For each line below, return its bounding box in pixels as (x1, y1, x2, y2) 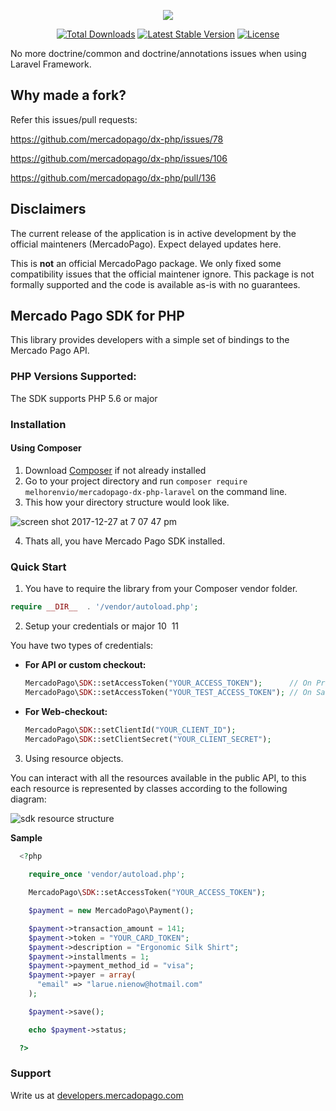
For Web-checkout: (24, 705, 108, 717)
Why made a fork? (10, 87, 127, 104)
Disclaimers (10, 201, 87, 218)
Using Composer (10, 442, 82, 454)
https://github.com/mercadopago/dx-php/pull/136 (10, 171, 217, 184)
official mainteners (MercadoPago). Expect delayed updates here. (10, 238, 282, 250)
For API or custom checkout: (24, 659, 147, 671)
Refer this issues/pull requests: (10, 113, 138, 125)
